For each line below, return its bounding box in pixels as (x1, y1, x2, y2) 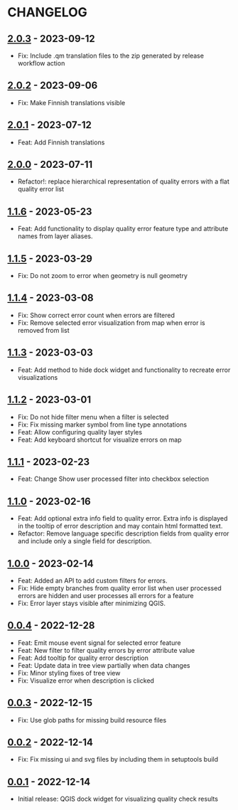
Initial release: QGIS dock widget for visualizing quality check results (17, 794, 219, 804)
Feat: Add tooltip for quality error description (17, 654, 149, 662)
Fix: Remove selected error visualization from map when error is (17, 318, 205, 327)
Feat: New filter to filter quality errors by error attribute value (17, 646, 195, 654)
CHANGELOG (7, 4, 87, 21)
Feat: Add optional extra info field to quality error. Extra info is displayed (17, 514, 228, 523)
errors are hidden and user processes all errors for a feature (17, 591, 194, 599)
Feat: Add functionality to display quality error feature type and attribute (17, 225, 229, 233)
